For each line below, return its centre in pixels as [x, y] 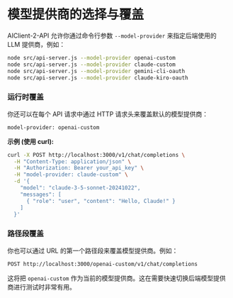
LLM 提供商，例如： [36, 44]
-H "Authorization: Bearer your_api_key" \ [79, 168]
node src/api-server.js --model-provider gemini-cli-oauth [96, 71]
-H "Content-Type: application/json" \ [73, 161]
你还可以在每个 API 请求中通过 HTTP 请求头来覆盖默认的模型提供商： [108, 114]
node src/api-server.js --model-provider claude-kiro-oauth [98, 78]
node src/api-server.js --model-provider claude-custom [91, 65]
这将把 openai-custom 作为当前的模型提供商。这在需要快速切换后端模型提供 [116, 278]
